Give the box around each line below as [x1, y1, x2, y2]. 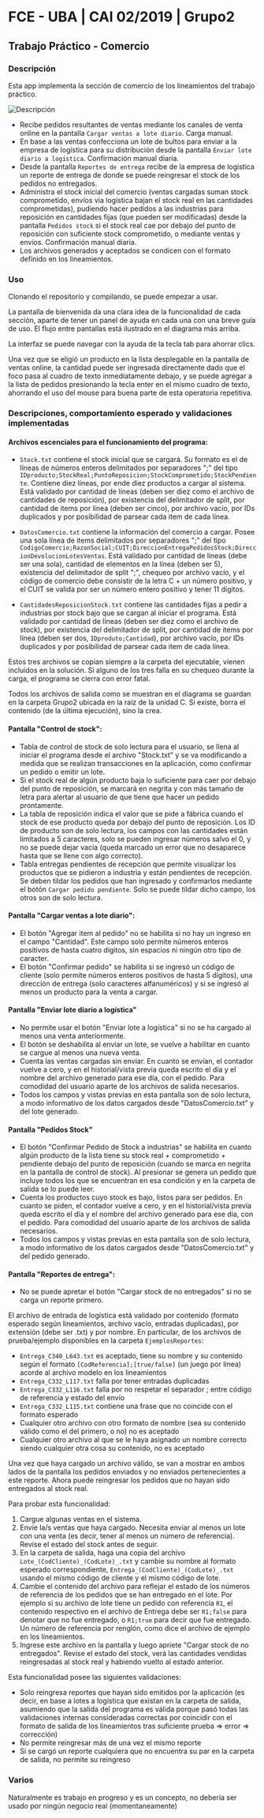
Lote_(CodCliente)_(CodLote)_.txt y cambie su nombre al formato [19, 1557, 236, 1566]
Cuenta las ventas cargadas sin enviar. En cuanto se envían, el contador [19, 1056, 254, 1065]
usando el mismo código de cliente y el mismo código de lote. [19, 1573, 221, 1583]
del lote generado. [19, 1106, 80, 1116]
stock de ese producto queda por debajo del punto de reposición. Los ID [19, 817, 256, 827]
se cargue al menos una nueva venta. [19, 1047, 142, 1057]
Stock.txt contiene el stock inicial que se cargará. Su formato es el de [19, 455, 248, 464]
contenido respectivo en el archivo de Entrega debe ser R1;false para [19, 1607, 247, 1617]
